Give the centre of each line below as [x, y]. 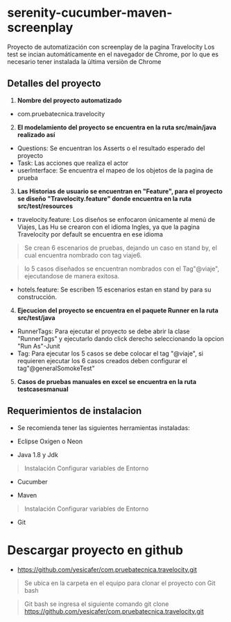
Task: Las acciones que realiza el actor [73, 163]
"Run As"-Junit [38, 346]
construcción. [37, 296]
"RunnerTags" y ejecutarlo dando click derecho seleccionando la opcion [120, 338]
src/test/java [36, 317]
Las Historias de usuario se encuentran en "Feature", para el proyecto [120, 191]
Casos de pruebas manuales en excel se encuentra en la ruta [106, 381]
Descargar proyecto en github [95, 550]
